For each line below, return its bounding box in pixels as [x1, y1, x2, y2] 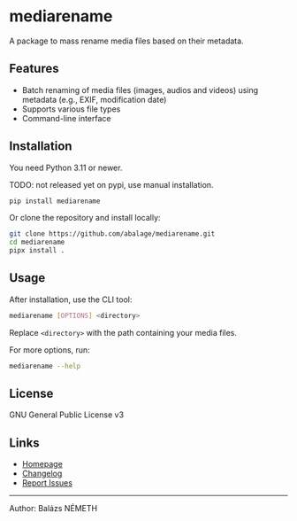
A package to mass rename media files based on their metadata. [9, 35, 245, 46]
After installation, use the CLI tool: [9, 294, 133, 305]
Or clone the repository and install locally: [9, 213, 161, 223]
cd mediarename [9, 237, 65, 247]
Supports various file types [21, 104, 121, 114]
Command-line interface [21, 113, 111, 123]
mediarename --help [9, 362, 81, 370]
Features [9, 61, 59, 76]
